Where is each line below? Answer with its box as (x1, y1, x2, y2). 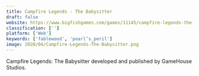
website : (6, 19, 28, 25)
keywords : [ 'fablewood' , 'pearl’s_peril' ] (6, 36, 113, 42)
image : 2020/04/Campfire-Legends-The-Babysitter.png (6, 42, 139, 48)
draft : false (6, 14, 38, 20)
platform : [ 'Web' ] (6, 31, 52, 37)
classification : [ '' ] (6, 25, 60, 31)
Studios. (6, 64, 27, 71)
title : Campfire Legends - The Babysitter (6, 8, 113, 15)
